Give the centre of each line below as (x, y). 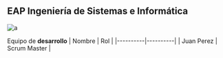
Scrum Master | (29, 48)
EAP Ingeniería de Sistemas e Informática (97, 11)
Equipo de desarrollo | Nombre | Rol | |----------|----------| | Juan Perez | (113, 41)
